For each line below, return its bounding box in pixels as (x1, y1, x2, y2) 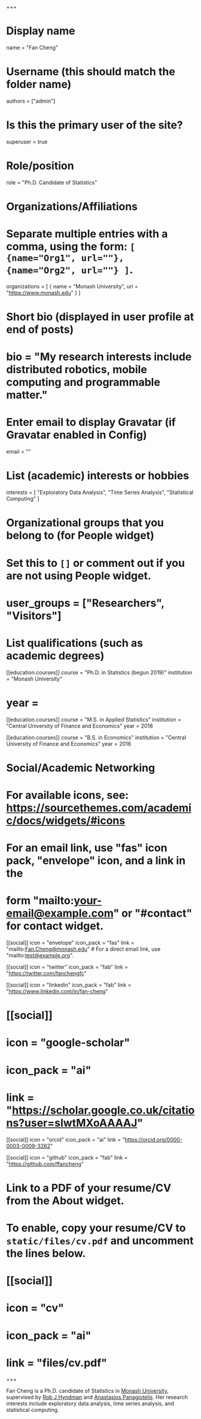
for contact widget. (6, 919, 103, 933)
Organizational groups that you (6, 516, 165, 530)
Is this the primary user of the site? (6, 118, 184, 132)
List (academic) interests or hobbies (6, 469, 190, 483)
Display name (6, 25, 75, 38)
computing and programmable (6, 376, 160, 389)
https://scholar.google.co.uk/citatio (11, 1103, 195, 1117)
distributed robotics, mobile (6, 363, 148, 377)
